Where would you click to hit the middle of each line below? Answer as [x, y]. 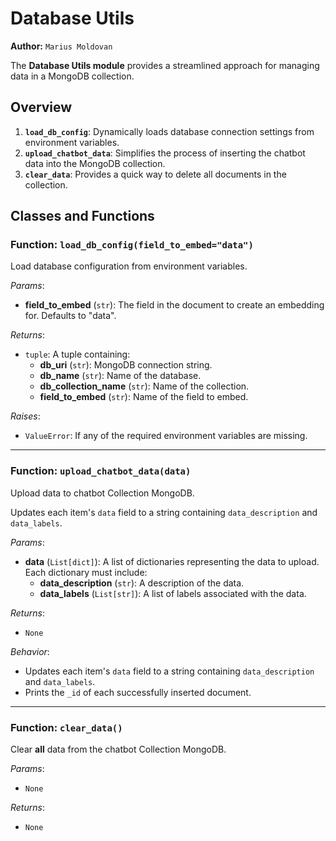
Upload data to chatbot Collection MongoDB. [102, 493]
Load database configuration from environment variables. [129, 266]
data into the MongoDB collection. [95, 163]
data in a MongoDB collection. [72, 76]
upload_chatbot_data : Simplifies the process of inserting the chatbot [165, 153]
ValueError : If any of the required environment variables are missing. [166, 436]
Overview [41, 107]
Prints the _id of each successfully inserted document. [138, 692]
